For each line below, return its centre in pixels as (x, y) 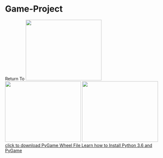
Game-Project (34, 9)
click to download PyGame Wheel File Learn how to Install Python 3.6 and (79, 145)
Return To (15, 79)
